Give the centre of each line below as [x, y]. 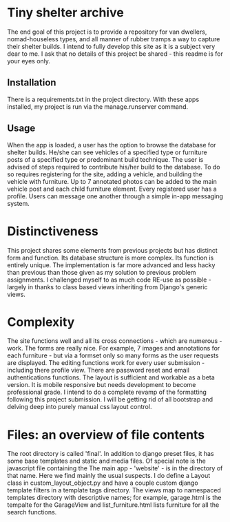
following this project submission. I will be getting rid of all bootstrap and [110, 399]
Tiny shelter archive [65, 13]
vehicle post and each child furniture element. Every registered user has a [112, 189]
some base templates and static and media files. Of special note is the [107, 461]
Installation [32, 83]
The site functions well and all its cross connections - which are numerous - [115, 341]
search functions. [32, 512]
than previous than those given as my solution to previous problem [102, 272]
